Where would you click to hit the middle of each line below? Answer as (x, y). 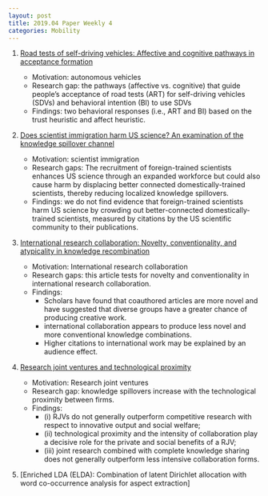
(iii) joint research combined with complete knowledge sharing (146, 451)
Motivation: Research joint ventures (90, 383)
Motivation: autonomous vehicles (86, 78)
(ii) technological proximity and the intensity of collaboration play (151, 434)
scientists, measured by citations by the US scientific (144, 219)
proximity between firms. (73, 400)
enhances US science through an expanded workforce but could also (146, 176)
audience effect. (71, 352)
